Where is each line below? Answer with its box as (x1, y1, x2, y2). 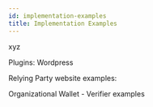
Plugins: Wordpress (8, 58, 74, 67)
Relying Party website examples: (8, 73, 117, 83)
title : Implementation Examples (8, 19, 117, 28)
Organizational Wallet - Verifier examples (8, 88, 146, 98)
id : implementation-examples (8, 11, 107, 20)
